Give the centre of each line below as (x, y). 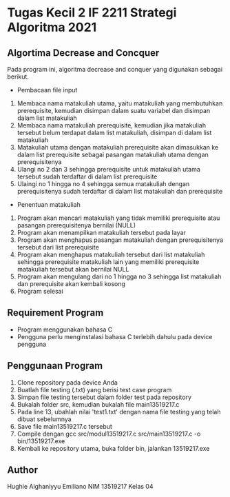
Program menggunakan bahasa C (65, 329)
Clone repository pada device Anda (67, 382)
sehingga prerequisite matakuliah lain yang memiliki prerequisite (108, 262)
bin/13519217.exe (41, 441)
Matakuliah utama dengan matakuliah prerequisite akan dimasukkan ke (118, 147)
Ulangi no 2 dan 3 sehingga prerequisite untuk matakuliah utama (109, 169)
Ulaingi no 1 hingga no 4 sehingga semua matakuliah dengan (103, 184)
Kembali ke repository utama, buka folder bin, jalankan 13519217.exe (113, 448)
